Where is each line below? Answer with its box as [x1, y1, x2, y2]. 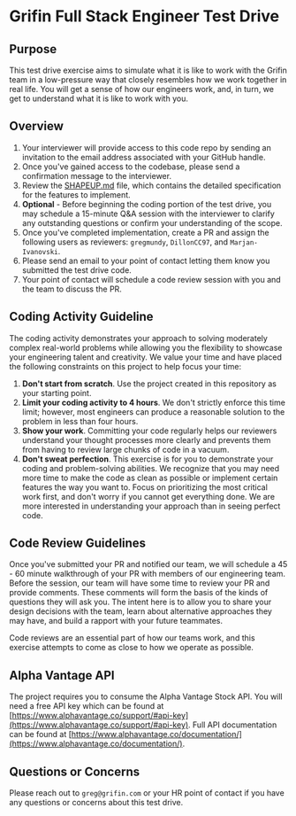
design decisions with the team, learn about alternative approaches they [9, 606, 272, 617]
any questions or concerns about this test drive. [9, 797, 184, 808]
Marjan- [229, 237, 259, 247]
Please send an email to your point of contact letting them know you [21, 255, 270, 266]
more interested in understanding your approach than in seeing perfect [21, 501, 281, 511]
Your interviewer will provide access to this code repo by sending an [21, 142, 271, 152]
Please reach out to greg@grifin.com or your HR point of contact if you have [9, 788, 285, 798]
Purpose [9, 42, 57, 57]
